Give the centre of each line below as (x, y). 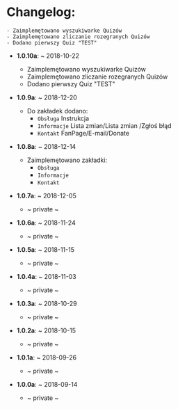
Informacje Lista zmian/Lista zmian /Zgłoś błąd (104, 125)
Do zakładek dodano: (57, 111)
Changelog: (41, 12)
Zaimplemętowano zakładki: (67, 160)
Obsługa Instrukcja (63, 118)
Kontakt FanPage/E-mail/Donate (83, 133)
